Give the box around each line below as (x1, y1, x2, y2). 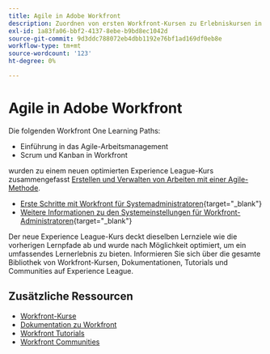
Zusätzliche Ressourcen (8, 289, 133, 304)
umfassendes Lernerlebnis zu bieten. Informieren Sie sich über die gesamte (8, 249, 261, 258)
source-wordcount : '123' (8, 49, 92, 58)
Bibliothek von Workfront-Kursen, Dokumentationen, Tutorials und (8, 257, 229, 267)
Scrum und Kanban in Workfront (19, 150, 128, 160)
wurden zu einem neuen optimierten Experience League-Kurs (8, 165, 214, 175)
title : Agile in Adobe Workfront (8, 11, 121, 20)
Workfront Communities (19, 337, 100, 347)
